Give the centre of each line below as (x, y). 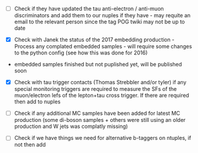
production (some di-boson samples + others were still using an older (100, 120)
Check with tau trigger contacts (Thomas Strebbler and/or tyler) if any (100, 82)
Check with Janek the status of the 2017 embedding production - (94, 40)
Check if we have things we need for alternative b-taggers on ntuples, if (103, 138)
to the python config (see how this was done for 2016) (81, 53)
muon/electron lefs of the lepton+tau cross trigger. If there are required (101, 96)
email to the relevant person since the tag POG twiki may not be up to (100, 22)
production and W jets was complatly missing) (71, 126)
